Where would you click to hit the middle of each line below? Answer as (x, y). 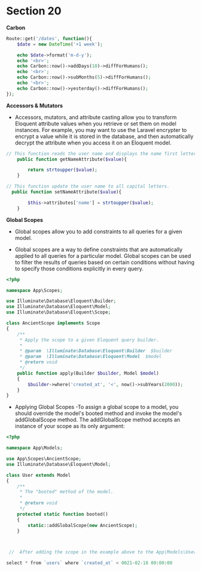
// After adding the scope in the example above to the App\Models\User (103, 552)
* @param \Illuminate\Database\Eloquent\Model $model (91, 357)
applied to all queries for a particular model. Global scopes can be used (103, 255)
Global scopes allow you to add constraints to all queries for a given (98, 231)
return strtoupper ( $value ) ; (63, 170)
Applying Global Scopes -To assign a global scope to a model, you (97, 407)
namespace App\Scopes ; (34, 290)
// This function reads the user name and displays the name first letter (101, 153)
